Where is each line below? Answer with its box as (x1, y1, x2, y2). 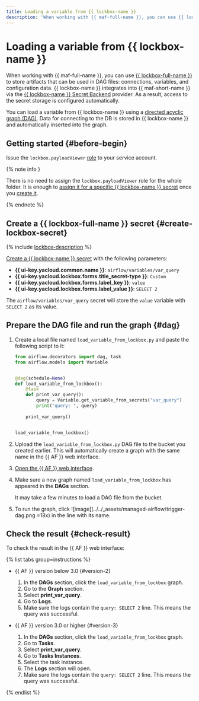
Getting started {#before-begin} (6, 138, 128, 148)
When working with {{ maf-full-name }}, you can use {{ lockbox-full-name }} (6, 72, 192, 79)
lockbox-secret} (6, 228, 68, 238)
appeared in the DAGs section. (14, 482, 90, 489)
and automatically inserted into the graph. (6, 121, 108, 128)
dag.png (14, 511, 36, 519)
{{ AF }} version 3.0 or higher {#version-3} (14, 622, 118, 629)
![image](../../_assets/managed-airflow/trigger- (70, 505, 185, 512)
